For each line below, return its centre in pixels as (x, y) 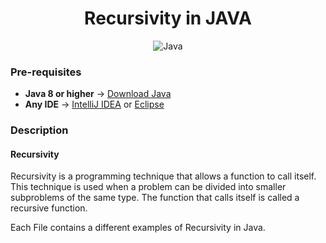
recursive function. (49, 208)
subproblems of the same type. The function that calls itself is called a (155, 198)
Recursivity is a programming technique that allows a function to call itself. (163, 176)
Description (39, 130)
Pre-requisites (46, 72)
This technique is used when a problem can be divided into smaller (148, 187)
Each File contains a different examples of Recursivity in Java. (138, 228)
